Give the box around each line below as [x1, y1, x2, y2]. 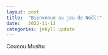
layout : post [6, 9, 40, 15]
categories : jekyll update [6, 26, 75, 32]
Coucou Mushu [6, 43, 45, 50]
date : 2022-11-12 [6, 20, 56, 26]
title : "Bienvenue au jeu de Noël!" [6, 15, 103, 21]
